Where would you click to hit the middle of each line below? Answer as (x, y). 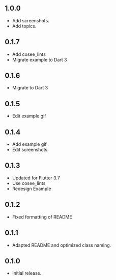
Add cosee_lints (29, 54)
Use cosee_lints (29, 183)
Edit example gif (29, 116)
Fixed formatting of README (42, 217)
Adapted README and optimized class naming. (62, 245)
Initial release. (27, 273)
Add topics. (24, 26)
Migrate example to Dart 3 (39, 59)
